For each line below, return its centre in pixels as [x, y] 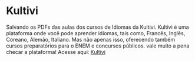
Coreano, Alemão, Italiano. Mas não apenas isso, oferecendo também [91, 39]
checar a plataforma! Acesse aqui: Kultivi [56, 52]
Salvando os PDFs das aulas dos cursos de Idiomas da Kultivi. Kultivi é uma [98, 27]
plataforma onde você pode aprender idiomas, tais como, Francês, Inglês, [96, 33]
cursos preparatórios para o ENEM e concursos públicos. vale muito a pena [98, 46]
